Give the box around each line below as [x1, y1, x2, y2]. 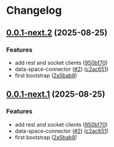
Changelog [6, 4, 62, 17]
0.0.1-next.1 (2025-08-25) [6, 89, 106, 100]
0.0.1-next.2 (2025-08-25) [6, 28, 107, 38]
